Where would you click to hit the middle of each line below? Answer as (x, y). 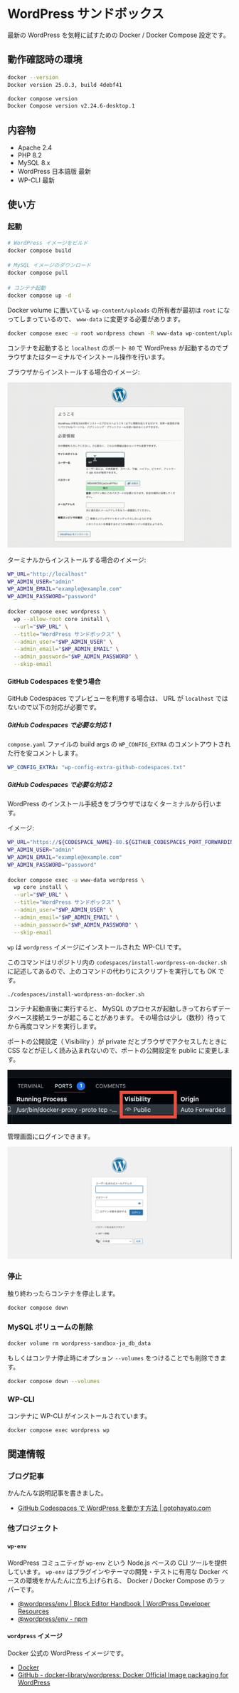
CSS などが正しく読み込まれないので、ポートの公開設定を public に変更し (116, 1051)
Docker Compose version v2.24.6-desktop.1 (71, 106)
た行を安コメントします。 (44, 753)
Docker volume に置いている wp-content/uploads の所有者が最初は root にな (119, 310)
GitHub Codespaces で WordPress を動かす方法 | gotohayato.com (114, 1508)
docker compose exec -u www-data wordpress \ (76, 880)
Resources (33, 1611)
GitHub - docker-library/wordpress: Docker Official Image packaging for (123, 1674)
